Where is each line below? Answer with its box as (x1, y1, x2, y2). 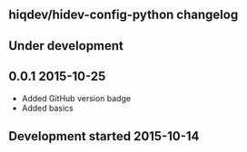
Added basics (21, 102, 74, 113)
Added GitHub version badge (21, 92, 132, 103)
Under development (8, 38, 124, 53)
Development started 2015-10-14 (8, 128, 200, 144)
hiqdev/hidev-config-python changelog (8, 7, 239, 23)
